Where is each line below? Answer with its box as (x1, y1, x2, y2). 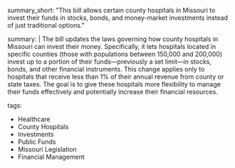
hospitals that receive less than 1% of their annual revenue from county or (7, 72, 224, 81)
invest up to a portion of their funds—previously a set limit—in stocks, (7, 57, 212, 66)
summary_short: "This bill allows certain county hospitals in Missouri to (7, 6, 216, 14)
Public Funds (17, 138, 56, 146)
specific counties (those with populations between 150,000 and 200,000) (7, 50, 223, 58)
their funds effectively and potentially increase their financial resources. (7, 88, 219, 96)
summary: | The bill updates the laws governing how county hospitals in (7, 35, 219, 43)
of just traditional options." (7, 21, 85, 29)
